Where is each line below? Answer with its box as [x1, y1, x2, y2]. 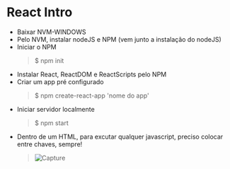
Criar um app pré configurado [16, 77, 104, 86]
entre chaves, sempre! [16, 139, 83, 148]
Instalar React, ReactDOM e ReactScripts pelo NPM [16, 70, 167, 78]
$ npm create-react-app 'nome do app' [34, 91, 149, 100]
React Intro [6, 4, 73, 21]
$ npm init [34, 56, 64, 64]
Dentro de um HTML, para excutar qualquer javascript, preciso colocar [16, 132, 224, 141]
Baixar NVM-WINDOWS [16, 28, 86, 36]
